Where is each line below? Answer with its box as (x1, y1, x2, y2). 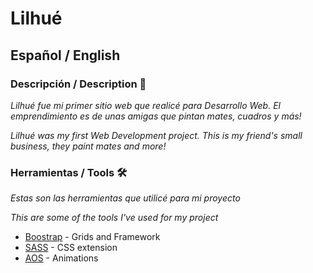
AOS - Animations (24, 252, 99, 264)
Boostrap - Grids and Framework (24, 231, 161, 243)
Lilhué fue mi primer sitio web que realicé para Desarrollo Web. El (10, 99, 281, 111)
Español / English (10, 47, 121, 64)
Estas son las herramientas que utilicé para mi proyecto (10, 192, 241, 204)
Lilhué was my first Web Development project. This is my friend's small (10, 129, 303, 141)
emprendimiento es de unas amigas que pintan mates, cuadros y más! (10, 110, 302, 122)
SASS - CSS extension (24, 242, 118, 254)
